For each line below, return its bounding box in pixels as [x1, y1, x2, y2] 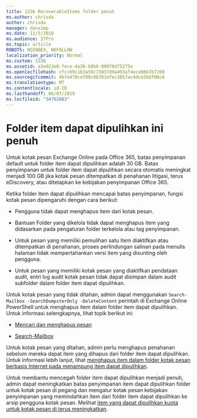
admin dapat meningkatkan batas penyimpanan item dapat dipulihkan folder [6, 380, 191, 387]
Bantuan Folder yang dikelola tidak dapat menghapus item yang [14, 219, 170, 226]
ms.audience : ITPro [6, 36, 54, 42]
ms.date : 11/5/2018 [6, 31, 54, 37]
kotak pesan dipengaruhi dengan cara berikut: [6, 196, 119, 203]
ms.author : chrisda [6, 14, 54, 20]
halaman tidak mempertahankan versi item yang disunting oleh [14, 249, 168, 256]
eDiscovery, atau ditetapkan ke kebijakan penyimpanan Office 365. [6, 178, 169, 185]
